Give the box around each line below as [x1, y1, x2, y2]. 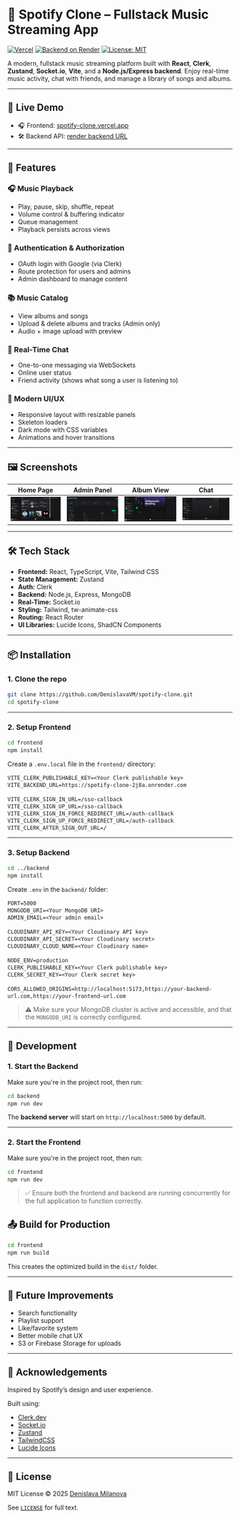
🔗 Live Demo [7, 101, 64, 114]
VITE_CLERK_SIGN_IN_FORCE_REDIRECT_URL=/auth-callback [7, 810, 174, 817]
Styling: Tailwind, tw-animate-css [17, 605, 119, 614]
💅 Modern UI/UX [7, 394, 65, 404]
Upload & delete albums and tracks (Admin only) [17, 319, 161, 328]
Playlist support [17, 1316, 64, 1325]
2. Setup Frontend [7, 722, 71, 732]
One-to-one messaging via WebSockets [17, 361, 136, 370]
